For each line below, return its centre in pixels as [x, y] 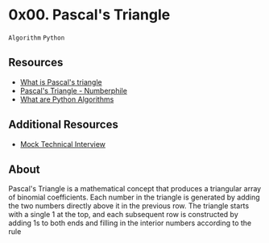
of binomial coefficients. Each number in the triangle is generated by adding [134, 197]
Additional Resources [63, 125]
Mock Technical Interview [63, 144]
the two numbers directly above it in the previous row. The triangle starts [129, 206]
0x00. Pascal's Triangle [89, 15]
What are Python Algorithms [67, 99]
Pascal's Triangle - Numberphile [73, 90]
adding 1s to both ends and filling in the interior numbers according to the [130, 223]
